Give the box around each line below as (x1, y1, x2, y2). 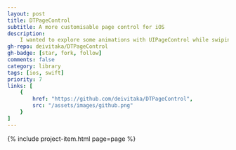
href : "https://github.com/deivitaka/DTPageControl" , (32, 96, 193, 103)
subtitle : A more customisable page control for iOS (7, 23, 165, 30)
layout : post (7, 10, 46, 18)
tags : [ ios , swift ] (7, 69, 65, 76)
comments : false (7, 56, 55, 63)
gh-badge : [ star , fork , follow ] (7, 50, 102, 57)
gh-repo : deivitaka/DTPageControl (7, 43, 109, 50)
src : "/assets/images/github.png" (32, 102, 133, 109)
